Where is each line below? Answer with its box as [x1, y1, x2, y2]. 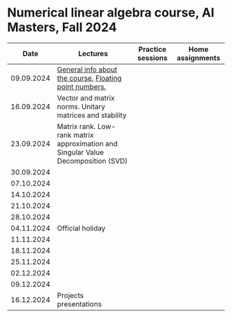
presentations [57, 299, 102, 308]
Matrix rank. [57, 121, 96, 131]
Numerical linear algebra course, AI [7, 5, 215, 21]
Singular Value [57, 147, 104, 157]
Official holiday [57, 223, 106, 232]
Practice [138, 44, 167, 54]
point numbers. [57, 81, 106, 91]
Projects [57, 290, 84, 300]
